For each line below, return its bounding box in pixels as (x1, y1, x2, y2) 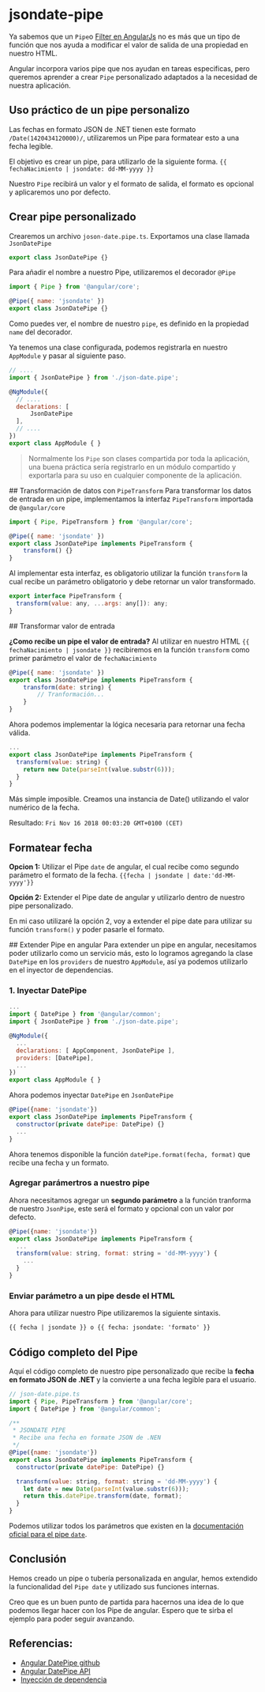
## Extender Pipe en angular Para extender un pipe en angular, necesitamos (9, 940, 257, 950)
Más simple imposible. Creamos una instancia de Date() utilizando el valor (9, 795, 249, 804)
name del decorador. (9, 327, 73, 337)
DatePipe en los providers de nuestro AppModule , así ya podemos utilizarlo (9, 957, 248, 966)
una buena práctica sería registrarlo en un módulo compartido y (28, 462, 237, 471)
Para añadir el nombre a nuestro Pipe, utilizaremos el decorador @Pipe (9, 267, 236, 278)
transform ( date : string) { (23, 683, 112, 691)
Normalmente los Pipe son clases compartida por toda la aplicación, (28, 453, 250, 463)
